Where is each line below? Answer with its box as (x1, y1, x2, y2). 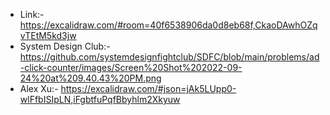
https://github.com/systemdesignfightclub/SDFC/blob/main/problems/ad (19, 51, 320, 63)
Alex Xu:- (19, 83, 59, 94)
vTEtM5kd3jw (19, 30, 77, 41)
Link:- (19, 9, 45, 20)
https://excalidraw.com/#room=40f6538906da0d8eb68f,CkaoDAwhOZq (19, 19, 318, 31)
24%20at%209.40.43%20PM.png (19, 72, 162, 84)
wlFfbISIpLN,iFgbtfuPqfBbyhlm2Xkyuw (19, 94, 181, 105)
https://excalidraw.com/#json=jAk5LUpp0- (60, 83, 237, 94)
